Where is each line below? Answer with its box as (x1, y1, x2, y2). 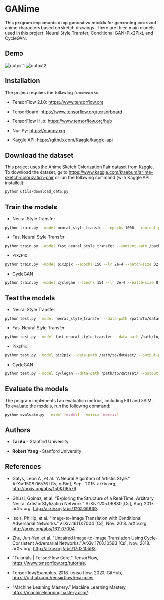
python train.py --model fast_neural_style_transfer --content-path (5, 243, 147, 248)
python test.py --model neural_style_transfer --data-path (5, 316, 128, 321)
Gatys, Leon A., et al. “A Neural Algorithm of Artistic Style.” (12, 476, 130, 482)
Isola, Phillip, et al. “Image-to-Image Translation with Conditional (12, 515, 142, 521)
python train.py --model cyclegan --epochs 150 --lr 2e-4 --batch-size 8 (5, 280, 159, 285)
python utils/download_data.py (5, 189, 69, 194)
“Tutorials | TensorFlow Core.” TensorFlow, (12, 555, 99, 561)
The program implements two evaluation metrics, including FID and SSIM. (5, 397, 153, 403)
